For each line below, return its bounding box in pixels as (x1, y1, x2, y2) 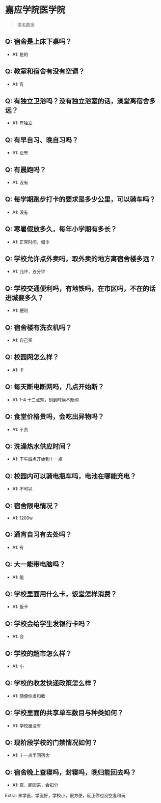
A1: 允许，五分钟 (12, 269, 46, 275)
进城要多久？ (5, 293, 44, 302)
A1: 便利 (12, 307, 28, 313)
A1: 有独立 (12, 120, 33, 126)
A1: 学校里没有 (12, 722, 41, 728)
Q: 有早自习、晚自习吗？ (5, 136, 79, 144)
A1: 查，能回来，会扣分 (12, 782, 58, 788)
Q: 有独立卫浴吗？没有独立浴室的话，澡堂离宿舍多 (5, 97, 156, 105)
